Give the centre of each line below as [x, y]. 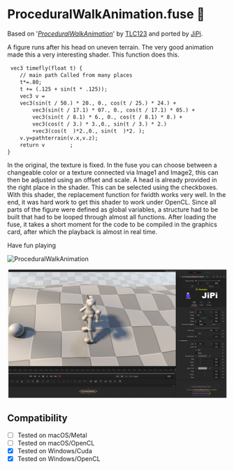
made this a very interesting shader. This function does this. [93, 54]
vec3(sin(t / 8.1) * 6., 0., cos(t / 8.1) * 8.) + [108, 117]
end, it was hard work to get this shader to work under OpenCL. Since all [112, 202]
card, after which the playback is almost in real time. [82, 232]
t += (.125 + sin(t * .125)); [64, 89]
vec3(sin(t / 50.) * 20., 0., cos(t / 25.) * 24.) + [98, 103]
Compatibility [37, 418]
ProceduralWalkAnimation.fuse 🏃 [106, 14]
